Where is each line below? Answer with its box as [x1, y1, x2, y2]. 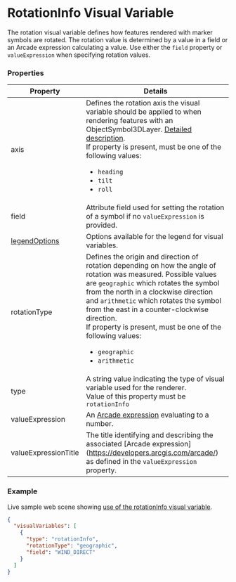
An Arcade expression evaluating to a [86, 410, 209, 420]
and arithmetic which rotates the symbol [86, 296, 221, 306]
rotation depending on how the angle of [86, 261, 216, 271]
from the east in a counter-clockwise [86, 304, 209, 314]
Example [7, 486, 38, 496]
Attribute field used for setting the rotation [86, 202, 225, 212]
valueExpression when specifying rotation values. [7, 51, 151, 59]
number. [86, 419, 114, 429]
